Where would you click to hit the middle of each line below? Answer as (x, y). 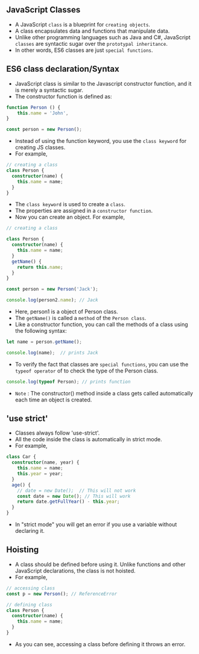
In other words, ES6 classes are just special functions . (84, 50)
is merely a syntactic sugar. (49, 90)
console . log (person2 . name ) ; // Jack (52, 300)
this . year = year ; (40, 474)
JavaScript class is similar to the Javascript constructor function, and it (103, 83)
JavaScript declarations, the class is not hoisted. (75, 571)
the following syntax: (41, 331)
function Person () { (33, 107)
